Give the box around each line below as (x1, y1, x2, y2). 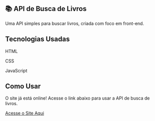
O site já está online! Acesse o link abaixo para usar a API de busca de (5, 95, 150, 101)
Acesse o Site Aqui (5, 110, 44, 116)
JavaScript (5, 67, 27, 73)
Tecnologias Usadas (5, 35, 70, 43)
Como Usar (5, 82, 41, 90)
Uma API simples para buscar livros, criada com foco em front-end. (5, 20, 144, 26)
